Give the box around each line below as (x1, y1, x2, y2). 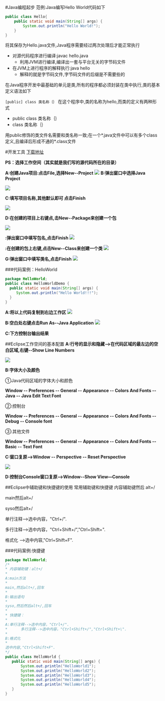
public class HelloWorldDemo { (5, 281, 70, 286)
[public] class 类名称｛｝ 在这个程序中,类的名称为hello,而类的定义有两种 (5, 99, 153, 105)
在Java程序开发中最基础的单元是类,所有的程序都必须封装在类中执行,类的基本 (5, 82, 161, 88)
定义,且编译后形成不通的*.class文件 (5, 139, 77, 144)
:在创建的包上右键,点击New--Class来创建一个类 (5, 245, 103, 252)
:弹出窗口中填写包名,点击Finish (5, 235, 69, 241)
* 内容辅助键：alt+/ (5, 566, 43, 572)
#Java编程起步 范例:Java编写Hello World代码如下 (5, 4, 106, 10)
